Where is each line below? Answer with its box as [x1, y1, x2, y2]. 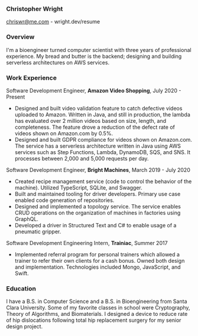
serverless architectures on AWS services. [6, 58, 110, 66]
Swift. [14, 269, 29, 276]
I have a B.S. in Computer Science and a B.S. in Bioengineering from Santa [6, 298, 187, 305]
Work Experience [6, 73, 57, 81]
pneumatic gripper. [14, 228, 61, 235]
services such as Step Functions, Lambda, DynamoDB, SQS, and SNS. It [14, 148, 191, 155]
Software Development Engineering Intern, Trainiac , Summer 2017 [6, 239, 168, 246]
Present [6, 93, 25, 100]
